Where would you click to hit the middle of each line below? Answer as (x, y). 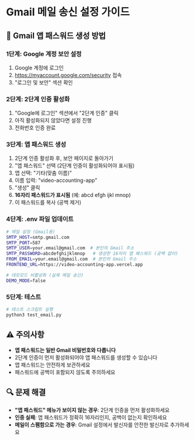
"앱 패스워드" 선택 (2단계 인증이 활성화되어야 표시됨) (75, 166)
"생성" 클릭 (27, 188)
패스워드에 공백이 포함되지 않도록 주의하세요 (65, 372)
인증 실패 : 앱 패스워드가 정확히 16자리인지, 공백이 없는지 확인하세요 (91, 418)
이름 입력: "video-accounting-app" (56, 181)
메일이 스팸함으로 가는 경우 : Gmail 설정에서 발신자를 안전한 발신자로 (92, 425)
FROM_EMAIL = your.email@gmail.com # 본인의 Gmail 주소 (71, 259)
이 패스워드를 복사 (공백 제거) (48, 202)
